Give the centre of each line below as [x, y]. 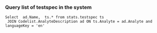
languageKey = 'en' [25, 26]
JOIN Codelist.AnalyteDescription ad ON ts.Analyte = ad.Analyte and [80, 22]
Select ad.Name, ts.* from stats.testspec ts [55, 17]
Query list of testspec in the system [48, 7]
